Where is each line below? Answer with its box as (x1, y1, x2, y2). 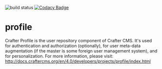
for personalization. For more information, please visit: (5, 53, 113, 59)
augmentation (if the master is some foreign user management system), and (5, 48, 158, 53)
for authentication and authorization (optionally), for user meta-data (5, 43, 141, 49)
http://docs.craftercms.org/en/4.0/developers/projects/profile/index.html (5, 58, 151, 64)
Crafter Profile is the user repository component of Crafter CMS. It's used (5, 37, 152, 43)
